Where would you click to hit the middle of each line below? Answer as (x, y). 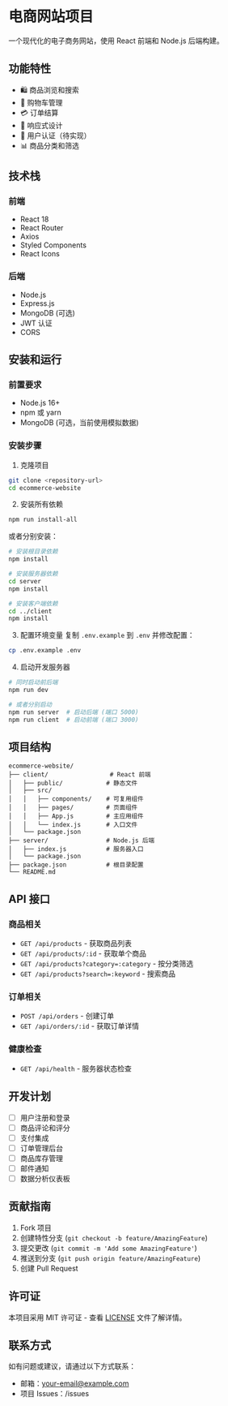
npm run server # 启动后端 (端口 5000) (74, 712)
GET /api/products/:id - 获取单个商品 (83, 953)
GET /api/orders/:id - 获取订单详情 (80, 1026)
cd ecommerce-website (45, 488)
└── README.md (32, 872)
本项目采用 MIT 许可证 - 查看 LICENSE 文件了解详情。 (97, 1317)
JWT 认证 (36, 323)
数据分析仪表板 (45, 1178)
